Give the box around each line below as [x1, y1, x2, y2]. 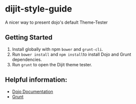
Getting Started [5, 33, 53, 42]
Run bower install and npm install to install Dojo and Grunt [12, 51, 132, 57]
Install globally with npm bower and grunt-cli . [12, 46, 103, 52]
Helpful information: [5, 76, 68, 84]
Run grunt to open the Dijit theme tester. [12, 61, 92, 67]
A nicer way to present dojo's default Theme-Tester [5, 19, 108, 25]
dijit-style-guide [5, 3, 73, 15]
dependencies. [12, 57, 42, 62]
